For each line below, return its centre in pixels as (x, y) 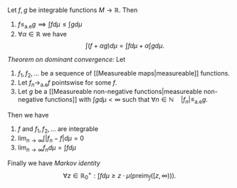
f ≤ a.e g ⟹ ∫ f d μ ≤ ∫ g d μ (50, 25)
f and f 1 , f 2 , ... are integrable (58, 130)
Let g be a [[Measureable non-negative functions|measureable (110, 92)
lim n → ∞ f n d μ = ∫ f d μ (47, 148)
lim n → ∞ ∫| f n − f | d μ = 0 (51, 139)
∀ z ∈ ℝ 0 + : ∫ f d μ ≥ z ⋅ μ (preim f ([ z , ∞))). (120, 176)
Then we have (28, 115)
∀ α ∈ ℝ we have (42, 33)
